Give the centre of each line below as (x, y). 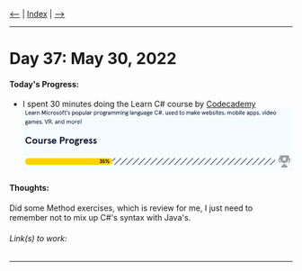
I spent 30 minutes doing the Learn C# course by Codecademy (139, 104)
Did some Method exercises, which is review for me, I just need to (131, 208)
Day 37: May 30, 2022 (93, 59)
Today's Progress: (44, 84)
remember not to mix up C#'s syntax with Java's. (100, 217)
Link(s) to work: (38, 238)
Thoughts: (29, 188)
